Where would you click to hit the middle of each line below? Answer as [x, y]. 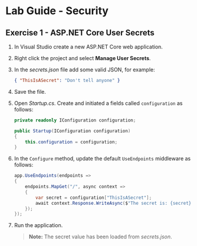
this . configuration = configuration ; [71, 142]
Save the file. [30, 91]
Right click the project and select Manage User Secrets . [82, 58]
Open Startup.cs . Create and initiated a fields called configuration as [98, 103]
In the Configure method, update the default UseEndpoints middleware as [102, 159]
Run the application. [38, 225]
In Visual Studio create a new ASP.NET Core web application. [88, 47]
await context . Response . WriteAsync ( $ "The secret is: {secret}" [115, 203]
